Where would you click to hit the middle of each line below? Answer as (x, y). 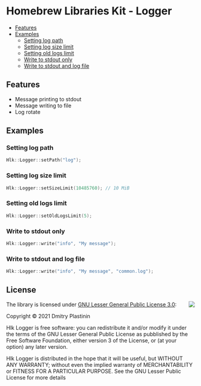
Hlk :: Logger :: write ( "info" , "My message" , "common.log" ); (80, 272)
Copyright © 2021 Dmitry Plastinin (48, 316)
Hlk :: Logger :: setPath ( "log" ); (44, 160)
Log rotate (28, 111)
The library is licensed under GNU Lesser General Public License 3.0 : (92, 304)
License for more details (36, 377)
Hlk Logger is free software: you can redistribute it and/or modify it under (97, 327)
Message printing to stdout (48, 99)
